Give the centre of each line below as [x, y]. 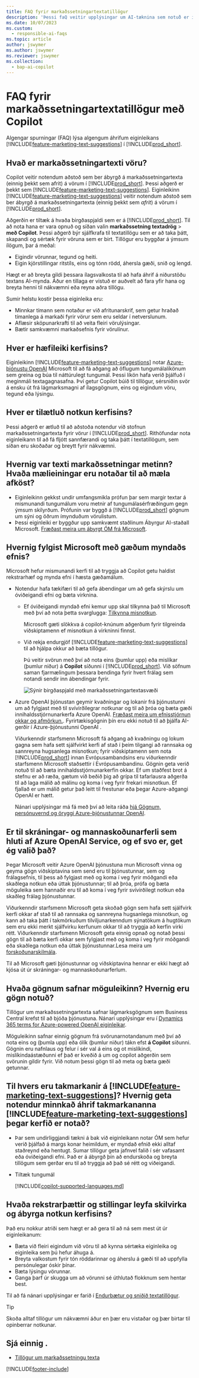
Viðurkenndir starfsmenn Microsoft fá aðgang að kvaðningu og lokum [99, 739]
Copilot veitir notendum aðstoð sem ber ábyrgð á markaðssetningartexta [94, 177]
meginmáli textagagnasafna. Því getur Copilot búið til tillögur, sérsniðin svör [98, 381]
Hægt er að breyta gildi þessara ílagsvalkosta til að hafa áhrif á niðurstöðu [96, 275]
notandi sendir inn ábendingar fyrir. [66, 679]
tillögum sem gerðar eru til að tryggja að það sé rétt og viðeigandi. [95, 1163]
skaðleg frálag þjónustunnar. [41, 897]
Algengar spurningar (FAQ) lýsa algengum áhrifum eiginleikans [83, 138]
